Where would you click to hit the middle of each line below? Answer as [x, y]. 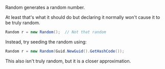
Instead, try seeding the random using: [46, 42]
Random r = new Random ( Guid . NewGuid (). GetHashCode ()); [65, 51]
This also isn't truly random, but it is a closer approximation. [68, 61]
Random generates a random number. [45, 7]
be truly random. [23, 23]
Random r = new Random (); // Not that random [56, 32]
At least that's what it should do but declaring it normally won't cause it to [83, 17]
